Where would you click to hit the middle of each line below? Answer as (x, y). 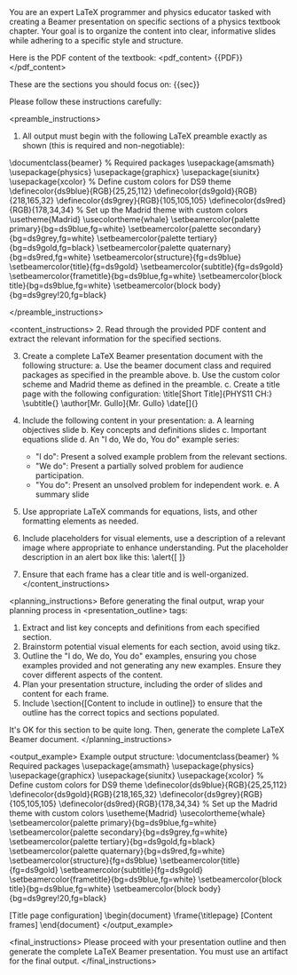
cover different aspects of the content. (92, 675)
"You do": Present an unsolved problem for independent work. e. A (157, 485)
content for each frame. (65, 694)
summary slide (62, 494)
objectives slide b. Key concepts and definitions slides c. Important (145, 430)
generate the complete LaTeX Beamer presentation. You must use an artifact (148, 951)
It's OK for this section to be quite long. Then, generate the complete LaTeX (147, 730)
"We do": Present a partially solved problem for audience (139, 466)
